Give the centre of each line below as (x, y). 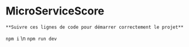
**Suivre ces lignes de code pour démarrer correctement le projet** (95, 27)
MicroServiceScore (55, 11)
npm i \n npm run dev (31, 38)
